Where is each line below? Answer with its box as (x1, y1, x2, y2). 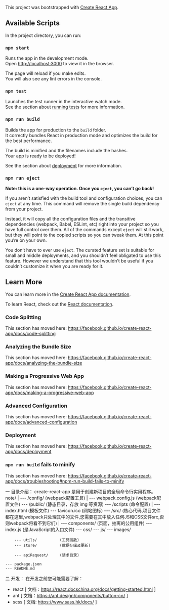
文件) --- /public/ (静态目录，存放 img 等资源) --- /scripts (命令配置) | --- (9, 501, 160, 507)
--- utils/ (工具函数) (14, 537, 79, 543)
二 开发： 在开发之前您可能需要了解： (5, 575, 83, 581)
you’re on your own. (5, 237, 47, 243)
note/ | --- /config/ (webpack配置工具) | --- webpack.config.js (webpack (5, 495, 157, 501)
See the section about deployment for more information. (5, 162, 122, 168)
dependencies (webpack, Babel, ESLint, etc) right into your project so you (5, 221, 159, 227)
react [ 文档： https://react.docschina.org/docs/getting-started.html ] (12, 586, 156, 592)
